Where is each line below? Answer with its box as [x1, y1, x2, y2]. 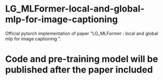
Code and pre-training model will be [5, 53, 158, 65]
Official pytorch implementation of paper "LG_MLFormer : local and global [5, 30, 158, 36]
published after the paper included [5, 64, 153, 75]
